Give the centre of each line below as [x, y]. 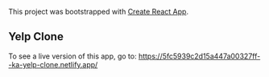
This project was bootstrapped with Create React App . [99, 12]
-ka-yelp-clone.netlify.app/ [53, 64]
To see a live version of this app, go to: [72, 56]
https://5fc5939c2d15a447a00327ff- [199, 56]
